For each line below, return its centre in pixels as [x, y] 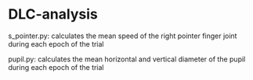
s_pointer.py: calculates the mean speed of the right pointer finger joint [123, 36]
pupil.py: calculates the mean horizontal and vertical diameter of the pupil [127, 59]
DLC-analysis [53, 14]
